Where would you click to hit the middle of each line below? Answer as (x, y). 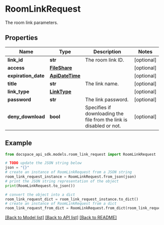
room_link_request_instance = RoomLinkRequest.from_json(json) (71, 177)
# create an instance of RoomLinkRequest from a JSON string (69, 172)
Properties (21, 38)
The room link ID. (105, 60)
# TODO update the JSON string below (43, 163)
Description (107, 51)
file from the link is (106, 120)
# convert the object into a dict (40, 194)
